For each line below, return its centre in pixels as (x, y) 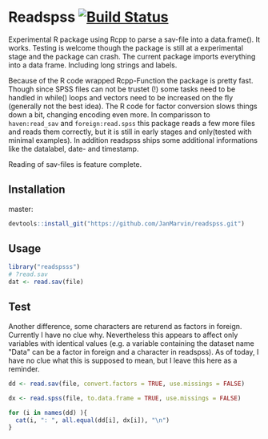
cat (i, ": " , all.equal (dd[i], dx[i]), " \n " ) (93, 420)
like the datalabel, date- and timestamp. (74, 148)
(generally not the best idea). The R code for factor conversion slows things (133, 106)
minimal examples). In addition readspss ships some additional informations (133, 140)
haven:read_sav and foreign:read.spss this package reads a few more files (132, 123)
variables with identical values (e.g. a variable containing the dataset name (131, 343)
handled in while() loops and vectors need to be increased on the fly (121, 97)
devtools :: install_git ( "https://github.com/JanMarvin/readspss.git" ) (127, 224)
